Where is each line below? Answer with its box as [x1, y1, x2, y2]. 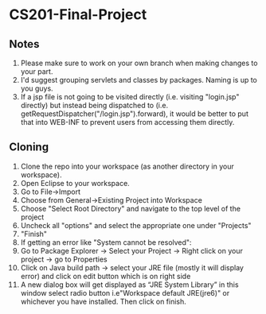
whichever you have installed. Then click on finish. [20, 297, 186, 306]
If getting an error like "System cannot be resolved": [20, 237, 192, 247]
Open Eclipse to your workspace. [20, 178, 130, 188]
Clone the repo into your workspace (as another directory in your [20, 161, 234, 171]
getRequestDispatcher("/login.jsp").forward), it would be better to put [20, 109, 249, 118]
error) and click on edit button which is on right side [20, 271, 191, 281]
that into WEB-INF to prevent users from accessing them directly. [20, 118, 235, 126]
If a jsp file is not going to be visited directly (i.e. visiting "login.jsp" [20, 92, 240, 101]
